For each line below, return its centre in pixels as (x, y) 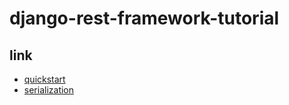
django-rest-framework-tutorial (144, 18)
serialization (49, 90)
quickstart (44, 79)
